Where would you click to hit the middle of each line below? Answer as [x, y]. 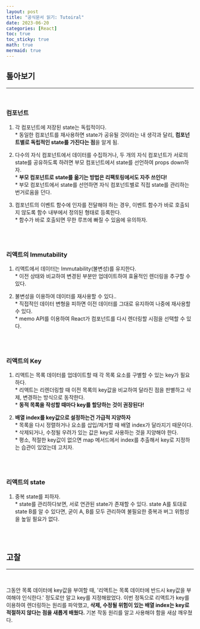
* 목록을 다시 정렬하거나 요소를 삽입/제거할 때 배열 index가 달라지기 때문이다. [104, 425]
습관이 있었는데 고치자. [48, 448]
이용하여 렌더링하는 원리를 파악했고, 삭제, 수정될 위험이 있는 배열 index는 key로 [98, 605]
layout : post [22, 12]
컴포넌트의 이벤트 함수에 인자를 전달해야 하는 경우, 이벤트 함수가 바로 [94, 205]
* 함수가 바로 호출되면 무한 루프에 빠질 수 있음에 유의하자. [81, 220]
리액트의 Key [24, 361]
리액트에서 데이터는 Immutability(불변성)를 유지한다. [76, 269]
